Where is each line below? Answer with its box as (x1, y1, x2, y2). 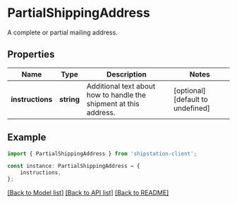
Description (107, 69, 147, 79)
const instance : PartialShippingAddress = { (7, 163, 140, 170)
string (59, 94, 80, 104)
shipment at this (86, 98, 140, 108)
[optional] (173, 86, 206, 96)
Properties (7, 48, 55, 60)
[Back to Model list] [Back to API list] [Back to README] (7, 188, 169, 197)
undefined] (173, 103, 210, 113)
